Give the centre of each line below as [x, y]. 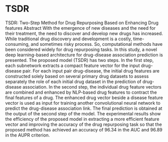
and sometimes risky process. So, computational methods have [97, 44]
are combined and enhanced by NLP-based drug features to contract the [81, 92]
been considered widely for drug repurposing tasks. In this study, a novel [81, 49]
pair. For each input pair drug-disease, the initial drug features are [91, 70]
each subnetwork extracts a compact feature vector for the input [73, 65]
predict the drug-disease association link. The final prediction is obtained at [84, 108]
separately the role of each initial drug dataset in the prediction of [73, 82]
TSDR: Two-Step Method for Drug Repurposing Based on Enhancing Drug [82, 23]
